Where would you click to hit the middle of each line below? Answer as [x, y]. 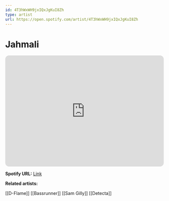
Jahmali [22, 44]
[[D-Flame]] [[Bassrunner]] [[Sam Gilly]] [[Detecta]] [59, 193]
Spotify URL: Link [24, 174]
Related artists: [22, 184]
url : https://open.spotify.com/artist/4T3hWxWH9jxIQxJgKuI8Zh [72, 19]
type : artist [19, 15]
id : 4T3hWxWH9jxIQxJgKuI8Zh [35, 10]
